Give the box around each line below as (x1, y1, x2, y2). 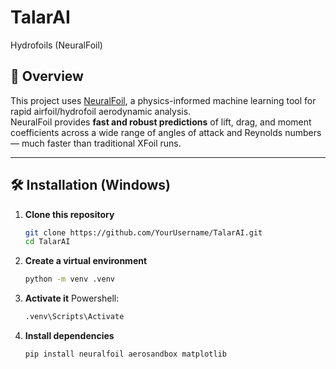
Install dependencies (24, 330, 115, 342)
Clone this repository (24, 208, 115, 220)
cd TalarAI (24, 237, 71, 247)
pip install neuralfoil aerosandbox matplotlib (24, 349, 227, 360)
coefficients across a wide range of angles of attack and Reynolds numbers (10, 126, 322, 138)
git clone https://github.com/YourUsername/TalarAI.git (24, 227, 263, 238)
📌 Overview (10, 68, 84, 85)
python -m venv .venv (24, 274, 115, 285)
